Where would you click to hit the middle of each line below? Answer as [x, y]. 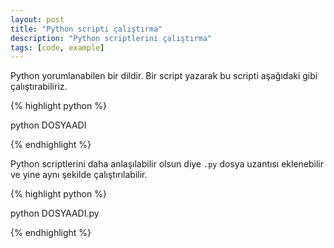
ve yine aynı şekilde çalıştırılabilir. [79, 175]
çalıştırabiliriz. [39, 87]
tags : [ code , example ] [57, 47]
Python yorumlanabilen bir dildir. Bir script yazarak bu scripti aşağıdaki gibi [164, 76]
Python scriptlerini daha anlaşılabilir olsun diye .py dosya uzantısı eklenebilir [167, 164]
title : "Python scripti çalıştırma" [86, 29]
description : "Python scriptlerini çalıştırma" [111, 38]
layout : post [37, 19]
